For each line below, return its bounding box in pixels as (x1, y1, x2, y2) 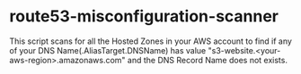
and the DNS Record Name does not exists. (127, 54, 288, 65)
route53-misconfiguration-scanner (9, 6, 279, 27)
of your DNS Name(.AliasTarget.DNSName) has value (9, 45, 207, 55)
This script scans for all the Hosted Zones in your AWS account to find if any (9, 36, 292, 46)
